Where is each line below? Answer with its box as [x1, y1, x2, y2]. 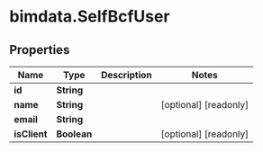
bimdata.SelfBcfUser [9, 6, 170, 27]
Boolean [56, 128, 93, 140]
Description [100, 69, 153, 81]
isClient [14, 128, 48, 140]
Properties [9, 42, 70, 58]
